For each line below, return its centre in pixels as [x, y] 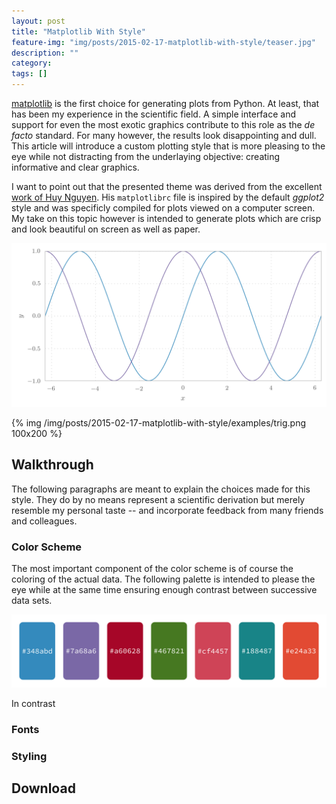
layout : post [38, 21]
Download [43, 788]
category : [32, 63]
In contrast [33, 704]
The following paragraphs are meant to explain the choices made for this [161, 489]
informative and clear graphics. [75, 167]
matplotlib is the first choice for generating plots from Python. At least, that [165, 103]
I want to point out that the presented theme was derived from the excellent [167, 186]
